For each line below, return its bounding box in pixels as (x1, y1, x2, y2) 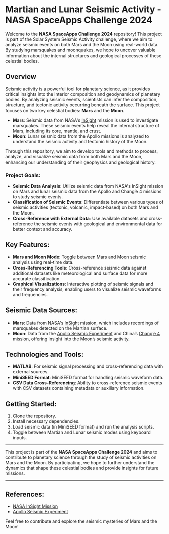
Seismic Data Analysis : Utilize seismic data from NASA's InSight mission (12, 183, 164, 189)
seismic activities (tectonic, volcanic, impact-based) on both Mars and (12, 204, 158, 210)
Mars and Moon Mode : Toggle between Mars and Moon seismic (12, 254, 146, 260)
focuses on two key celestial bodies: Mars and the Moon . (5, 107, 125, 113)
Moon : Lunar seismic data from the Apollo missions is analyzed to (12, 133, 149, 139)
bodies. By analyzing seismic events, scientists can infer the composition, (5, 96, 158, 102)
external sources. (12, 369, 49, 375)
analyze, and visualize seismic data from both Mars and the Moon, (5, 153, 143, 159)
